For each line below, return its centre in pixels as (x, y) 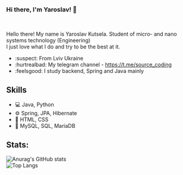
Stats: (18, 145)
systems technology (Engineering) (48, 41)
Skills (16, 90)
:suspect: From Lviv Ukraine (49, 59)
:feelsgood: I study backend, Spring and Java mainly (79, 71)
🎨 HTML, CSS (32, 119)
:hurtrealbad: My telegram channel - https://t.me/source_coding (93, 65)
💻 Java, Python (34, 105)
